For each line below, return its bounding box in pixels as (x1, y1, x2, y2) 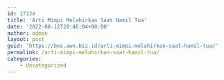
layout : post (7, 36, 45, 43)
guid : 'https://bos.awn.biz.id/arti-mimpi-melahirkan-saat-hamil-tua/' (7, 42, 218, 49)
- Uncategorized (19, 62, 67, 69)
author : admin (7, 29, 49, 37)
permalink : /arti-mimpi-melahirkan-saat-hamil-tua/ (7, 49, 160, 56)
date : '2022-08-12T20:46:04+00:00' (7, 23, 110, 30)
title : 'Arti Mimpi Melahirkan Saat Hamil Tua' (7, 17, 148, 24)
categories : (7, 56, 42, 63)
